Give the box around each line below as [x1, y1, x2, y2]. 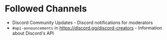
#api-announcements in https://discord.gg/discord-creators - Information [12, 24, 162, 30]
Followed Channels [5, 3, 87, 14]
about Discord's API [12, 30, 54, 36]
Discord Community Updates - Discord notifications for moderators [12, 19, 153, 25]
